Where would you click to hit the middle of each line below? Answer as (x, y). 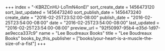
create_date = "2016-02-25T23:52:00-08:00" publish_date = (68, 17)
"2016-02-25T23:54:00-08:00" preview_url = (52, 28)
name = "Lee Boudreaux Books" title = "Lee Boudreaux (95, 33)
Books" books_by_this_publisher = (40, 38)
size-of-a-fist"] (21, 43)
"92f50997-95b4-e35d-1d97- (130, 28)
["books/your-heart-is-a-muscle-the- (115, 38)
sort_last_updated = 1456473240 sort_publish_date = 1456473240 (73, 12)
